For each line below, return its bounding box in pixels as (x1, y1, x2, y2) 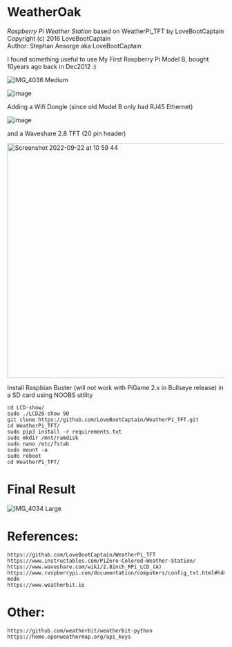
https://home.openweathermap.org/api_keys (7, 633, 131, 640)
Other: (7, 605, 45, 620)
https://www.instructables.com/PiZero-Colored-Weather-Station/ (7, 557, 196, 564)
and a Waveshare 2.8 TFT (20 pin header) (7, 129, 126, 137)
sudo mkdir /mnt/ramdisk (7, 434, 79, 441)
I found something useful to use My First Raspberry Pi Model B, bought (7, 55, 209, 63)
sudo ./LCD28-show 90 (7, 410, 70, 417)
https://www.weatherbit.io (7, 581, 85, 588)
